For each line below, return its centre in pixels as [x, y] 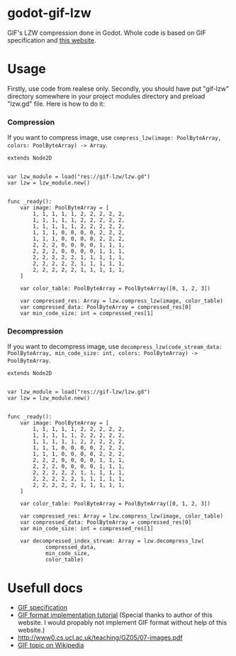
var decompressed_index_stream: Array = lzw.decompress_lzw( [112, 541]
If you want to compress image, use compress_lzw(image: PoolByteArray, [114, 138]
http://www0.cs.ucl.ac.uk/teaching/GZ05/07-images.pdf [100, 638]
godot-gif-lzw [49, 13]
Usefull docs [45, 588]
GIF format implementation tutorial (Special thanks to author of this [115, 615]
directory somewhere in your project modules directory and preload [106, 96]
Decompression [35, 332]
